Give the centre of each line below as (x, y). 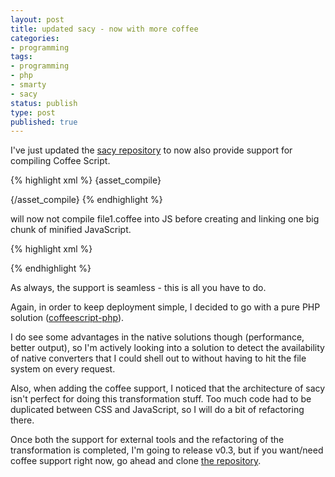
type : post (33, 112)
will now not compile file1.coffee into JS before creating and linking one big (165, 219)
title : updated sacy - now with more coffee (104, 29)
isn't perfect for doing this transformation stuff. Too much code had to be (161, 399)
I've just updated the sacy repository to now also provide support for (151, 150)
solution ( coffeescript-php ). (67, 318)
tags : (21, 57)
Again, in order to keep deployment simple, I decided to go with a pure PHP (165, 307)
